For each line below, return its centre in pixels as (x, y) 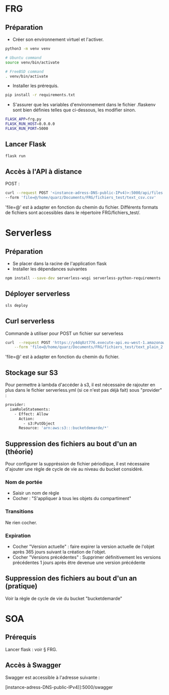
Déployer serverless (38, 294)
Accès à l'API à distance (44, 171)
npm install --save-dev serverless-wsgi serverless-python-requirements (83, 278)
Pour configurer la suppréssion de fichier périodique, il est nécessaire (77, 464)
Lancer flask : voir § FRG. (31, 649)
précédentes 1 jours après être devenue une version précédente (79, 563)
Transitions (19, 512)
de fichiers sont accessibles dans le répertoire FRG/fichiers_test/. (73, 213)
